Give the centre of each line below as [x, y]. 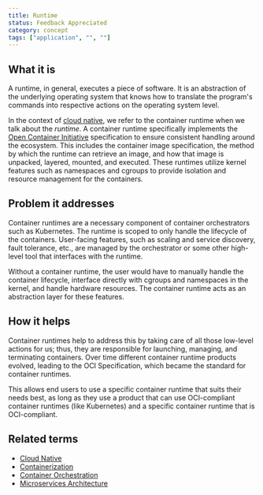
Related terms [43, 439]
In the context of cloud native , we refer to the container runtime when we [127, 121]
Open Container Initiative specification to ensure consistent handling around [131, 137]
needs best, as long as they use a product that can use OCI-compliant [122, 397]
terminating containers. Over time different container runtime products [122, 357]
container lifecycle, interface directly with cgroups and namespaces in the [128, 280]
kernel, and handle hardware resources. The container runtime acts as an [127, 288]
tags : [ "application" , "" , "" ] [59, 37]
